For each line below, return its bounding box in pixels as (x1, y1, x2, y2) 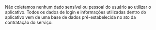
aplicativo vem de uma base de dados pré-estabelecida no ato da (5, 15, 136, 20)
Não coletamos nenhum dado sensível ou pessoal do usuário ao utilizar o (5, 4, 151, 10)
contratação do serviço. (5, 19, 53, 25)
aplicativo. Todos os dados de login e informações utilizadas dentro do (5, 9, 146, 15)
